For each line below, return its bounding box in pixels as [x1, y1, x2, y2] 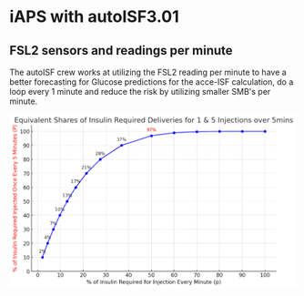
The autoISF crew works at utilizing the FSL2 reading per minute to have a [9, 66, 287, 77]
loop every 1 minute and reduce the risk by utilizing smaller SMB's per [9, 87, 271, 97]
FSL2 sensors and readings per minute [9, 43, 234, 58]
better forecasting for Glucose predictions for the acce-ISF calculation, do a [9, 77, 294, 87]
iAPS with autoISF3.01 [9, 6, 179, 27]
